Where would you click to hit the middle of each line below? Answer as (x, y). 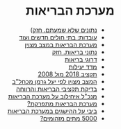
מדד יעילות (83, 67)
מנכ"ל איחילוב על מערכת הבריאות (53, 96)
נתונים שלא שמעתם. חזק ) (64, 30)
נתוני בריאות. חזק (74, 52)
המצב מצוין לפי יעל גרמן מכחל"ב (55, 81)
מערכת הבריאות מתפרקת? (62, 103)
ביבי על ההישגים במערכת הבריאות (52, 111)
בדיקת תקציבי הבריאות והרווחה (57, 89)
